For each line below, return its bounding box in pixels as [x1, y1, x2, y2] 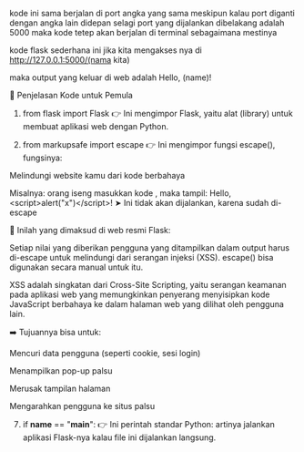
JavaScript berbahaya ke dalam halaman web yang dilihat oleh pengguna [9, 299, 285, 309]
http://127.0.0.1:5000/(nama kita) [9, 55, 130, 65]
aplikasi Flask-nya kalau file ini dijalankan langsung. [22, 432, 217, 443]
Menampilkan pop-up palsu [9, 365, 113, 376]
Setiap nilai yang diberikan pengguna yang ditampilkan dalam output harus [9, 242, 289, 253]
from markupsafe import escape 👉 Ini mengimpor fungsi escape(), [22, 139, 276, 149]
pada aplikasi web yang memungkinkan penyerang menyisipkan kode [9, 289, 270, 300]
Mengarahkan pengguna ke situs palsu [9, 401, 156, 411]
